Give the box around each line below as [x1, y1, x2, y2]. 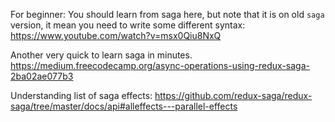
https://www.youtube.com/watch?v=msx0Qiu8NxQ [10, 30, 222, 41]
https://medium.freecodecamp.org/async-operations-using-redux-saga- [10, 60, 310, 71]
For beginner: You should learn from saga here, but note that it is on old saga [10, 9, 325, 20]
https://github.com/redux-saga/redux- [154, 90, 313, 101]
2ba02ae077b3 [10, 70, 74, 82]
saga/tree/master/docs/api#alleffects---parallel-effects [10, 100, 238, 112]
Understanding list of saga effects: [10, 90, 153, 101]
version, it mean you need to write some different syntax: [10, 19, 246, 31]
